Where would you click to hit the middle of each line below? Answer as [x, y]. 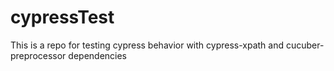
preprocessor [38, 55]
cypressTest [62, 17]
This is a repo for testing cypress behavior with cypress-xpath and [147, 45]
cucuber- [305, 45]
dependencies [98, 55]
